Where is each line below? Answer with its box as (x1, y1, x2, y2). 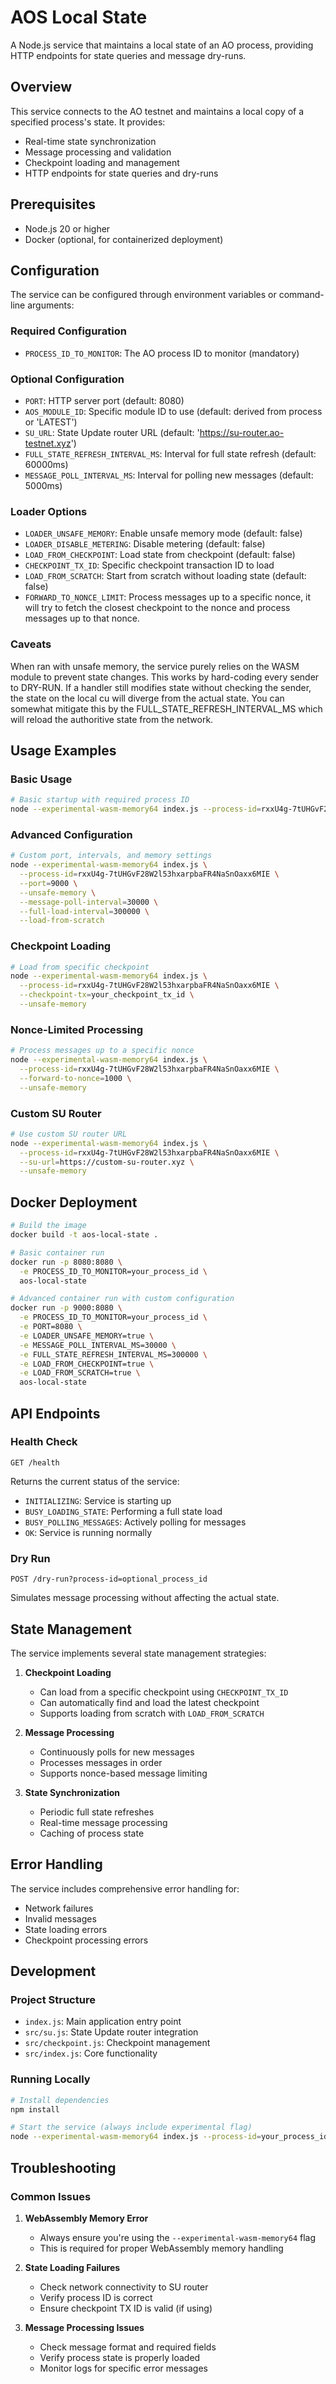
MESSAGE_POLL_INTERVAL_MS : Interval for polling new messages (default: (24, 469, 314, 481)
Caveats (10, 637, 52, 651)
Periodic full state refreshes (39, 1806, 155, 1818)
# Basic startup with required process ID (10, 795, 190, 805)
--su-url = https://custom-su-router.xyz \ (19, 1157, 195, 1167)
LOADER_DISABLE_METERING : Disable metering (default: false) (24, 538, 266, 550)
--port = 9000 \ (19, 878, 78, 888)
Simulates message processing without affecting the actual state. (10, 1592, 280, 1604)
